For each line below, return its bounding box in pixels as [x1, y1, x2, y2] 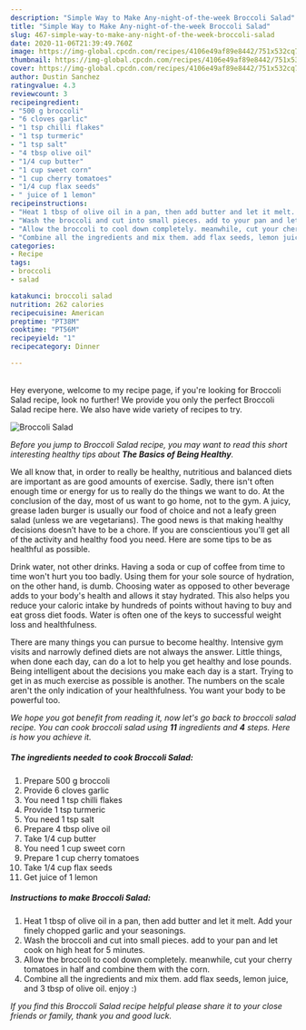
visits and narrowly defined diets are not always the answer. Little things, [10, 646, 282, 657]
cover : [10, 64, 35, 74]
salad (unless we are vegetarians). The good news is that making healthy [10, 514, 284, 525]
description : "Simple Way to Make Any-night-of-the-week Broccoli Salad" [10, 13, 296, 23]
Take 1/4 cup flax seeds [23, 862, 113, 873]
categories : [10, 242, 55, 251]
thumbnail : [10, 55, 52, 64]
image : [10, 47, 35, 56]
